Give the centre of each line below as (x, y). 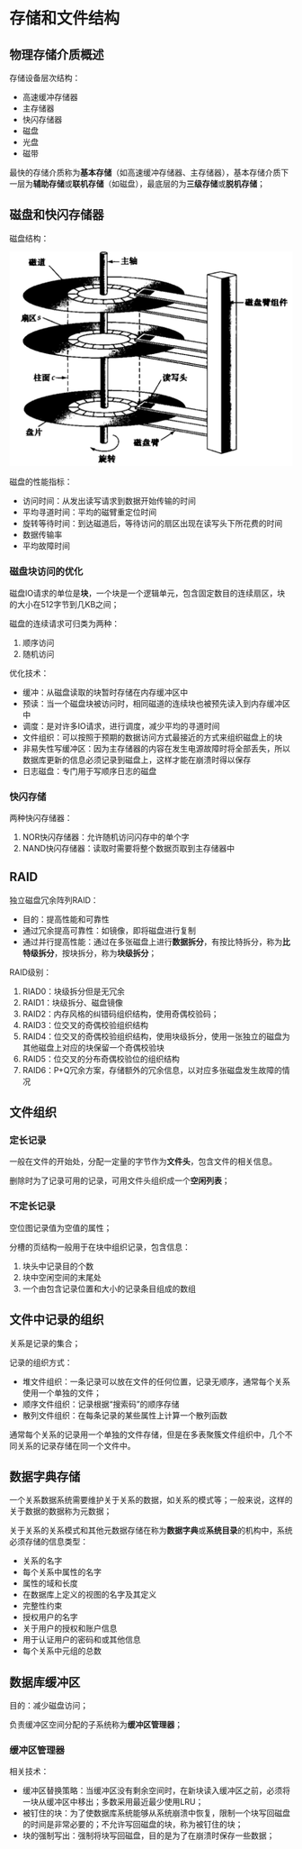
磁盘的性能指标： (41, 482)
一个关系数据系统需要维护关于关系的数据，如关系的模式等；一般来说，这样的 (151, 1500)
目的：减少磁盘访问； (49, 1706)
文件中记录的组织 (57, 1320)
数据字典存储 (45, 1476)
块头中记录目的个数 (58, 1266)
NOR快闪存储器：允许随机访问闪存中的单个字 (106, 837)
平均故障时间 (46, 546)
